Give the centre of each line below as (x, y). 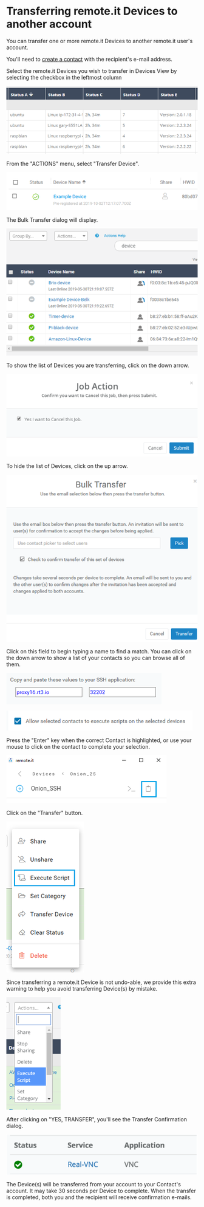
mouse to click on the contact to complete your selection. (78, 746)
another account (49, 24)
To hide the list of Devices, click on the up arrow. (67, 466)
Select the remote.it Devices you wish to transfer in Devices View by (92, 70)
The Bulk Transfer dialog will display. (52, 220)
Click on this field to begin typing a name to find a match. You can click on (99, 651)
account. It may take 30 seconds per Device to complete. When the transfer (101, 1191)
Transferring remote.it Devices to (92, 11)
